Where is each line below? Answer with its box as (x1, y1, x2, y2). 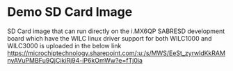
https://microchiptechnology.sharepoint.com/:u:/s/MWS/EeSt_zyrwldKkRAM (7, 49, 226, 57)
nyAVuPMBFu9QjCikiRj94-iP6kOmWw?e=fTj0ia (7, 56, 143, 64)
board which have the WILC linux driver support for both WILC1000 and (7, 34, 212, 42)
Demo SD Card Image (7, 4, 133, 20)
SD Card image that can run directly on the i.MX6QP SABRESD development (7, 27, 225, 35)
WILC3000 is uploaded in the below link (7, 41, 122, 50)
